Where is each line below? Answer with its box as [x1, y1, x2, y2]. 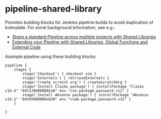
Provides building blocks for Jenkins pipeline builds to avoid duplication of [5, 19, 154, 25]
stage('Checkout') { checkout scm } [22, 71, 97, 76]
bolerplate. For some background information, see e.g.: [5, 24, 115, 30]
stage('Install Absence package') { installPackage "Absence [22, 92, 149, 97]
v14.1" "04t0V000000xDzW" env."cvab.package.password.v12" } [5, 97, 131, 102]
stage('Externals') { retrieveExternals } [22, 75, 110, 80]
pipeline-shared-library [5, 3, 102, 15]
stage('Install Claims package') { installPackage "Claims [22, 84, 145, 89]
